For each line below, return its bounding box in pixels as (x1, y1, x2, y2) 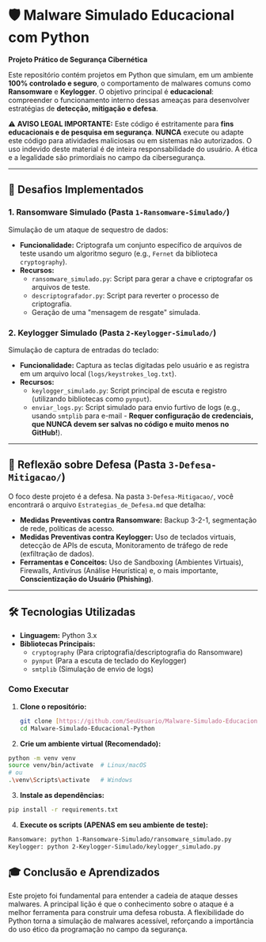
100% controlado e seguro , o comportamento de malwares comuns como (8, 78, 252, 88)
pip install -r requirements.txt (8, 806, 119, 814)
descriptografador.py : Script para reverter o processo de (31, 291, 219, 300)
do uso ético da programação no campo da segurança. (8, 924, 188, 934)
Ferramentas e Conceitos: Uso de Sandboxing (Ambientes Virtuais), (19, 557, 244, 567)
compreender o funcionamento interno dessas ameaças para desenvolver (8, 95, 250, 104)
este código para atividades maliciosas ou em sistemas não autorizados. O (8, 135, 252, 145)
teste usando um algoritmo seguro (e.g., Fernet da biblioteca (19, 249, 218, 258)
